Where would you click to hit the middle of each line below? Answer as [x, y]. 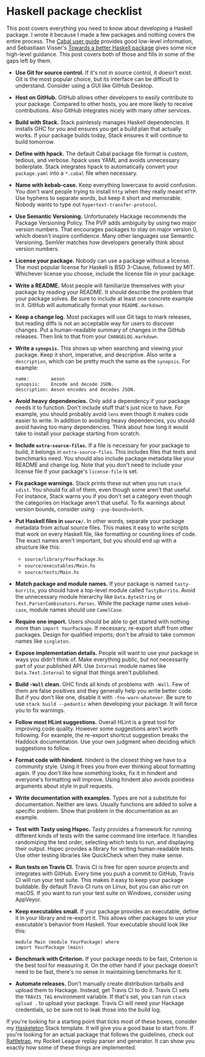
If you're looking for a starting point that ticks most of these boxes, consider [102, 1021]
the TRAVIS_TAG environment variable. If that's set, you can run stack [100, 996]
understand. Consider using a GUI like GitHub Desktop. [84, 85]
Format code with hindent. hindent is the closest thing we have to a [101, 760]
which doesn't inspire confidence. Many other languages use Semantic [104, 236]
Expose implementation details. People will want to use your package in [107, 653]
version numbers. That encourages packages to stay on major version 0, [106, 229]
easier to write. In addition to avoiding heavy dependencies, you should [105, 420]
